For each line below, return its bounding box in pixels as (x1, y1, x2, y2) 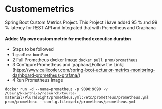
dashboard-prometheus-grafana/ (12, 72, 79, 78)
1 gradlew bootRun (12, 52, 48, 58)
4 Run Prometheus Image (12, 78, 63, 83)
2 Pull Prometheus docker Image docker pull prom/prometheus (12, 57, 138, 62)
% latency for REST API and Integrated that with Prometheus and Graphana (5, 24, 156, 30)
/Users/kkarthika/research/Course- (5, 91, 77, 96)
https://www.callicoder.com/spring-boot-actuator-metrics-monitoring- (14, 67, 155, 73)
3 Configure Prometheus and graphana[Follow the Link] (12, 62, 124, 68)
